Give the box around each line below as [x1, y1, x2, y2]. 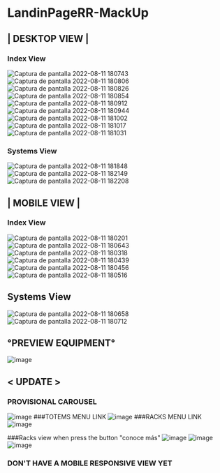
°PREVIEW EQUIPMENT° [7, 337, 115, 350]
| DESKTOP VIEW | [7, 33, 89, 45]
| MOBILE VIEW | [7, 197, 80, 209]
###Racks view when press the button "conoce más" [7, 434, 161, 442]
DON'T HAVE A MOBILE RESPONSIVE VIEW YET [7, 458, 173, 468]
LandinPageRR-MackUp [7, 5, 149, 21]
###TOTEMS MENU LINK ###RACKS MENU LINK [34, 413, 203, 421]
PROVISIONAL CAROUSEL [7, 396, 97, 406]
